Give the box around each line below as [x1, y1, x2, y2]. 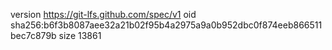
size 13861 [58, 30, 102, 41]
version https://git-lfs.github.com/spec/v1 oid [10, 9, 197, 20]
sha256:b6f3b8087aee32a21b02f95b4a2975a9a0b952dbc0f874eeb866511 [10, 19, 323, 31]
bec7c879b [10, 30, 57, 41]
